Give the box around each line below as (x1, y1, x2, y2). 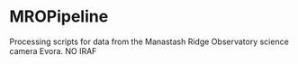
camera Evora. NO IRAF (9, 45, 97, 56)
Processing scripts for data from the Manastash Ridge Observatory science (9, 36, 290, 47)
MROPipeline (9, 6, 109, 27)
